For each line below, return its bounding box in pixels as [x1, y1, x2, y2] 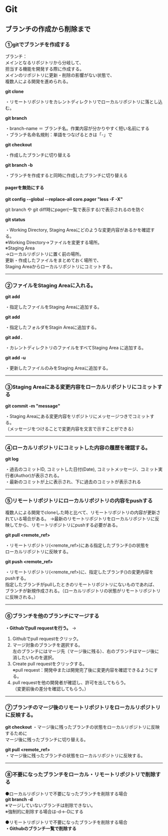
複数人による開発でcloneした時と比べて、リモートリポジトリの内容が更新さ [5, 510, 161, 516]
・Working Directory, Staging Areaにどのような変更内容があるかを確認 [5, 227, 151, 233]
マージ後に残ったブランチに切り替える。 [5, 736, 88, 742]
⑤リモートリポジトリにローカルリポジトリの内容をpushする [5, 497, 153, 504]
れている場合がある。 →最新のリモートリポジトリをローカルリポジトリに [5, 516, 155, 522]
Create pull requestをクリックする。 [12, 661, 87, 667]
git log [5, 456, 19, 462]
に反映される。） [5, 594, 38, 600]
